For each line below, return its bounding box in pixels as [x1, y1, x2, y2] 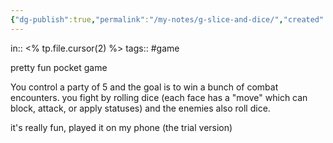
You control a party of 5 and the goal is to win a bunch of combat [10, 81, 279, 93]
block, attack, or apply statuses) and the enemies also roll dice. [10, 102, 271, 114]
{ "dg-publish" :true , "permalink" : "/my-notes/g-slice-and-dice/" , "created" [10, 14, 325, 25]
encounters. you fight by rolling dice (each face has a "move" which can [10, 91, 308, 103]
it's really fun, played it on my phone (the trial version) [10, 121, 233, 133]
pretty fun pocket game [10, 61, 108, 73]
